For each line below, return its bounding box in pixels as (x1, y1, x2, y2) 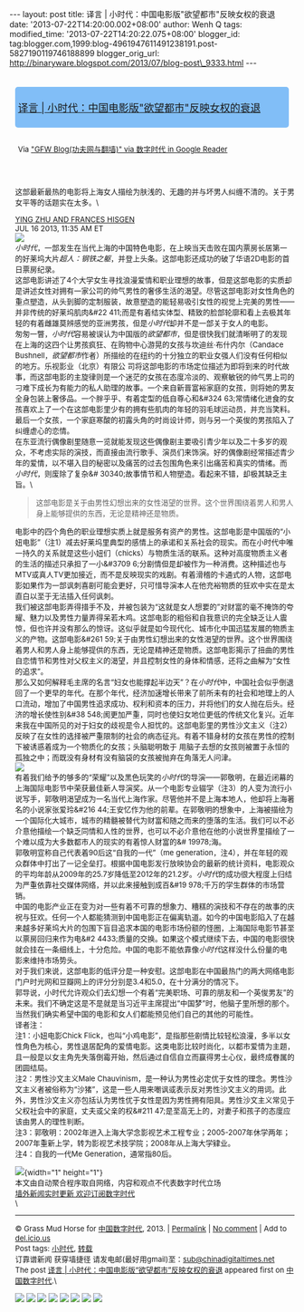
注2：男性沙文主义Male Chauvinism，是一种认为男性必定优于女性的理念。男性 (14, 1074, 286, 1084)
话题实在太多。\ (44, 198, 100, 207)
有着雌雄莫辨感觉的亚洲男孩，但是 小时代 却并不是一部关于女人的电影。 (30, 318, 273, 328)
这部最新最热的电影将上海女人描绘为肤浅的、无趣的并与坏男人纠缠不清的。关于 (14, 187, 288, 197)
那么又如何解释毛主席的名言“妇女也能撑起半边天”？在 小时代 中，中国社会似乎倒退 (14, 677, 294, 687)
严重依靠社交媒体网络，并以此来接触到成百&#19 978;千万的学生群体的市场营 (22, 880, 285, 890)
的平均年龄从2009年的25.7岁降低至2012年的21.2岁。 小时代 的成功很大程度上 (14, 869, 278, 879)
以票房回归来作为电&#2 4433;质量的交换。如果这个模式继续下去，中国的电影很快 (14, 933, 295, 943)
